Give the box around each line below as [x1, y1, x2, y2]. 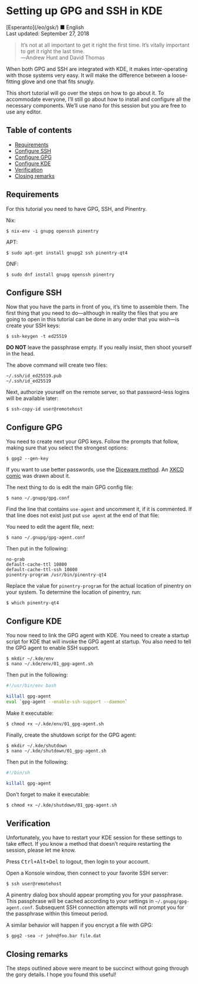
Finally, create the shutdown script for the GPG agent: [6, 731, 137, 738]
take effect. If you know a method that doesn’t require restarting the [6, 840, 171, 848]
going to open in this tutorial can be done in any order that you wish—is [6, 316, 180, 323]
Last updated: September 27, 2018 [6, 30, 90, 37]
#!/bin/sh [6, 770, 31, 776]
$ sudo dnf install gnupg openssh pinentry [6, 272, 115, 278]
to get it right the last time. [20, 47, 85, 54]
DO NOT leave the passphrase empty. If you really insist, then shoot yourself [6, 344, 192, 351]
